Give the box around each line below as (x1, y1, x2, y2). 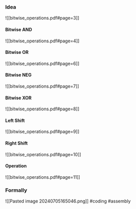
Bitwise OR (5, 49, 29, 55)
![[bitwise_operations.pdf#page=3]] (5, 15, 80, 21)
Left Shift (5, 117, 25, 123)
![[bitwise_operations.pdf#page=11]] (5, 174, 81, 180)
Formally (5, 186, 28, 193)
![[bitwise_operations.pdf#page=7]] (5, 83, 80, 89)
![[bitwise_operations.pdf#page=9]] (5, 128, 80, 134)
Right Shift (5, 140, 28, 146)
